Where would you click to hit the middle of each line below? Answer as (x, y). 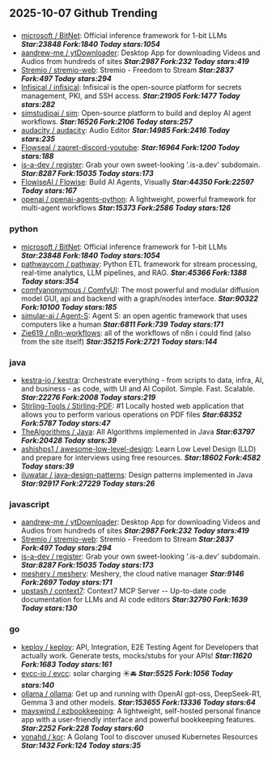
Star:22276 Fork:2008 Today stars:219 (88, 397)
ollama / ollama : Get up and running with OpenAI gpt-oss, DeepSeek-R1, (141, 693)
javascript (30, 504)
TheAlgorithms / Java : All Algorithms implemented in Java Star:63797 (138, 431)
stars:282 (38, 105)
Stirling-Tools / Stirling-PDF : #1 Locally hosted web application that (132, 405)
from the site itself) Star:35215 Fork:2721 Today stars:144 (119, 341)
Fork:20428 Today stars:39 (68, 440)
